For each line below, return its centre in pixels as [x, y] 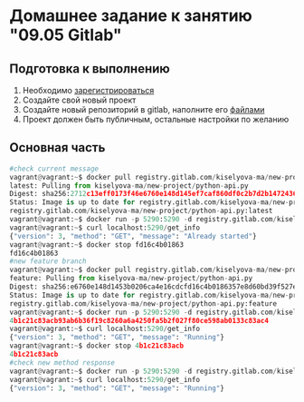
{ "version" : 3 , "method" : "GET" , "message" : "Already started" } [133, 236]
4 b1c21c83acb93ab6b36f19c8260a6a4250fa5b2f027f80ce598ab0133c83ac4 [139, 320]
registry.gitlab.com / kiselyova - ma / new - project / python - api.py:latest [141, 211]
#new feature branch [48, 261]
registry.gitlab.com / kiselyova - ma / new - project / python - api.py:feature [143, 304]
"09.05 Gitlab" [66, 35]
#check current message [54, 169]
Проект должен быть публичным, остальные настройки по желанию [156, 119]
